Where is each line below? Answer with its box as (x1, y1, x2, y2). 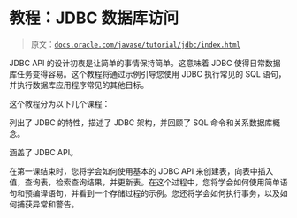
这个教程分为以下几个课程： (9, 98, 110, 109)
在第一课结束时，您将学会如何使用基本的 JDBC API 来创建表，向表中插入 (9, 165, 274, 177)
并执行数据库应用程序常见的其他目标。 (9, 79, 148, 90)
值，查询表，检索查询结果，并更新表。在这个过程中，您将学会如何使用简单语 (9, 177, 288, 187)
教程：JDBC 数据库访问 (9, 8, 179, 28)
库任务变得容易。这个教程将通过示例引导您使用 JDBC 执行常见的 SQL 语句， (9, 68, 286, 79)
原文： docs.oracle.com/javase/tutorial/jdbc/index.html (30, 39, 241, 49)
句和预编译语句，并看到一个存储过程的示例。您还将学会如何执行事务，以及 (9, 187, 280, 199)
